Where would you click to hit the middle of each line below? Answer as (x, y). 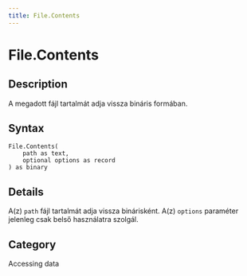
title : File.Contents (44, 16)
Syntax (26, 128)
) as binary (28, 168)
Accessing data (34, 264)
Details (26, 192)
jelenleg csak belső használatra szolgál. (74, 220)
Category (32, 245)
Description (38, 84)
